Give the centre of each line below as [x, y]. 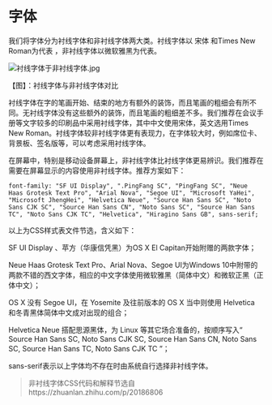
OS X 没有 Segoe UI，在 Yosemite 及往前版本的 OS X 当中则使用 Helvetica [132, 302]
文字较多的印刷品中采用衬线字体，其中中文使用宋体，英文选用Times [136, 123]
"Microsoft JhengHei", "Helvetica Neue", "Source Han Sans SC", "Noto [130, 200]
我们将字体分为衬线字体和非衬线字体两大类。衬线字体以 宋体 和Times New [132, 41]
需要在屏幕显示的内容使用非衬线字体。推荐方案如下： [97, 170]
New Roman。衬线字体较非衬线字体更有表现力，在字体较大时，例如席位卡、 [135, 133]
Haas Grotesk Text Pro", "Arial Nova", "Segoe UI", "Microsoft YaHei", [132, 193]
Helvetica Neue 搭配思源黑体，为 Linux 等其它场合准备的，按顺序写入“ [125, 330]
